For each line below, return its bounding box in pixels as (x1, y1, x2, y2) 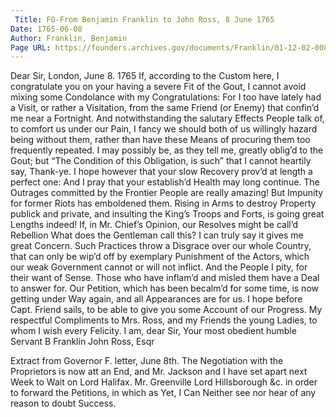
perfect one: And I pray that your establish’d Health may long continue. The (10, 176, 320, 188)
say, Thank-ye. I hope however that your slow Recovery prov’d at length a (10, 166, 313, 178)
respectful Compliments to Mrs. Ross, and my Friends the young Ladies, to (10, 314, 318, 326)
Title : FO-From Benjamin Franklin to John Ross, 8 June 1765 (14, 14, 275, 25)
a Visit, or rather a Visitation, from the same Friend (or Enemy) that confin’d (10, 102, 320, 114)
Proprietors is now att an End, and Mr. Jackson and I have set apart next (10, 366, 308, 378)
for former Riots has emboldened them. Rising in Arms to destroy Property (10, 197, 317, 210)
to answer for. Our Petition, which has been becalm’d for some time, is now (10, 282, 319, 295)
